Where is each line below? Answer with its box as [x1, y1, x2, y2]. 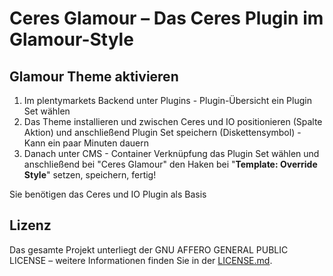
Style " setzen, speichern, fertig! [23, 169, 157, 181]
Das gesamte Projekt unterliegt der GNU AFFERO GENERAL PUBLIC [9, 243, 289, 256]
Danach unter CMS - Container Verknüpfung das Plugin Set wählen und [23, 148, 320, 159]
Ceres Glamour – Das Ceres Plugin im [9, 7, 324, 30]
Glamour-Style [9, 28, 134, 51]
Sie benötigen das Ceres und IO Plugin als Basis [9, 188, 207, 200]
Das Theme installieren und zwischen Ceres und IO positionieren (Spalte [23, 116, 323, 127]
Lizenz [9, 217, 52, 234]
